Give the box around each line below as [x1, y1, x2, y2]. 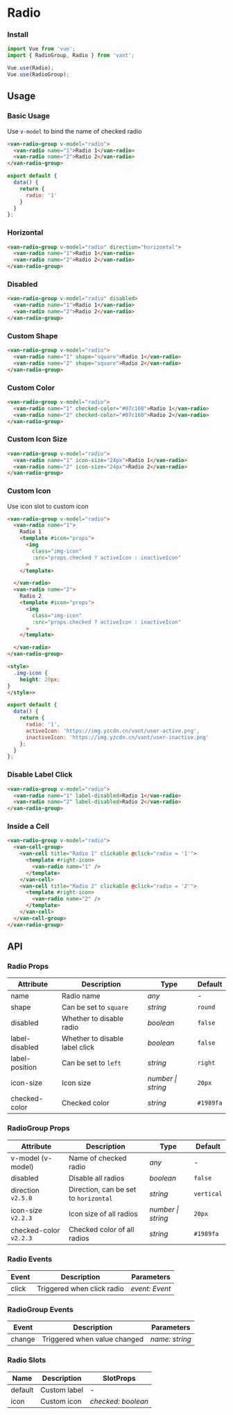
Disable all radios [69, 1173, 125, 1183]
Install [7, 30, 29, 40]
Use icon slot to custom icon [7, 502, 89, 510]
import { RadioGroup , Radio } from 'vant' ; [7, 52, 135, 59]
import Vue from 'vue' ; [7, 45, 76, 53]
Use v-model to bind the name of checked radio [7, 127, 142, 135]
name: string [150, 1334, 192, 1344]
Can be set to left [61, 1058, 121, 1068]
